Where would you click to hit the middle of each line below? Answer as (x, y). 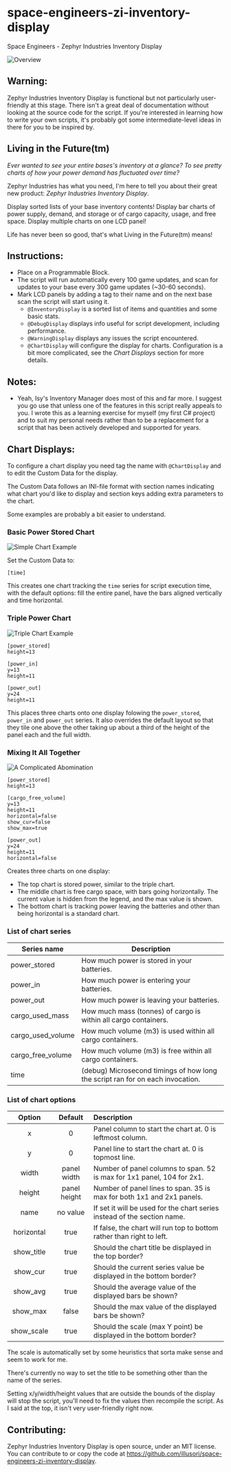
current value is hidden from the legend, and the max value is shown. (115, 899)
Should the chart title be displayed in (152, 1248)
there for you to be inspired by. (51, 127)
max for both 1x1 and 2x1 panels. (148, 1197)
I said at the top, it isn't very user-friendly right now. (80, 1408)
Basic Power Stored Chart (51, 532)
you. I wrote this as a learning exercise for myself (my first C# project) (116, 413)
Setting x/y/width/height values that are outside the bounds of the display (111, 1394)
